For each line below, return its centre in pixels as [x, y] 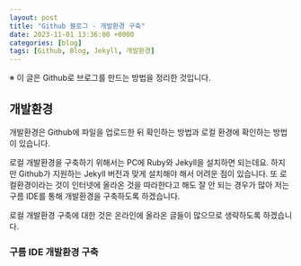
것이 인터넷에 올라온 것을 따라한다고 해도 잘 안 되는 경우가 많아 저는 [173, 184]
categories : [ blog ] [46, 43]
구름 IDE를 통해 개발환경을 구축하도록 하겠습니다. [95, 196]
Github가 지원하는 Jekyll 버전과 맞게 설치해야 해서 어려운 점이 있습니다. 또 [148, 173]
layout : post [34, 18]
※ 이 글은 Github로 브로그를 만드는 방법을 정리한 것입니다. [110, 78]
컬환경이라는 [31, 184]
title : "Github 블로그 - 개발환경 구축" [77, 26]
